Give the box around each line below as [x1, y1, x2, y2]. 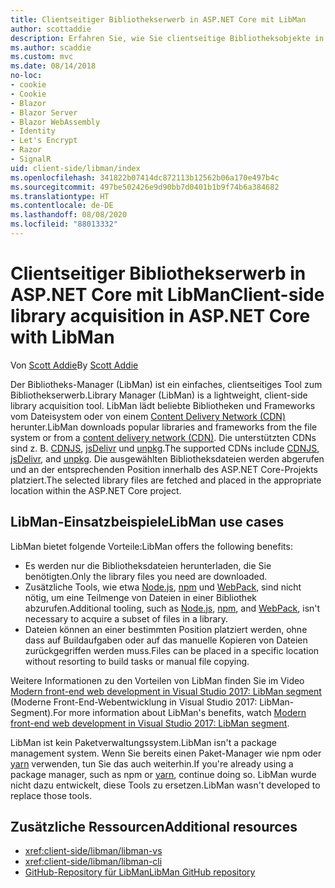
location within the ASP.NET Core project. [10, 484, 182, 496]
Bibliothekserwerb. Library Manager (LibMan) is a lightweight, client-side [10, 389, 308, 401]
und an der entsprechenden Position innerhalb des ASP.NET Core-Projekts [10, 463, 318, 475]
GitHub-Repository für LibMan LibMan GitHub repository [24, 866, 256, 878]
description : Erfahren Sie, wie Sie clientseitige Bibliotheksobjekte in [10, 33, 325, 43]
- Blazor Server [10, 107, 78, 118]
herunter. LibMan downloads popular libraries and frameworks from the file [10, 421, 318, 433]
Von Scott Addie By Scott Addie [10, 359, 139, 371]
